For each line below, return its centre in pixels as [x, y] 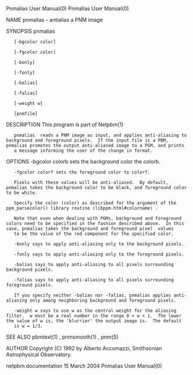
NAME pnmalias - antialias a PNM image [55, 20]
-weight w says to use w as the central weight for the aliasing [95, 311]
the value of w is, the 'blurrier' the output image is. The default [94, 321]
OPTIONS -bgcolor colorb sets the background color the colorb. [83, 161]
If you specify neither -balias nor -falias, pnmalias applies [92, 295]
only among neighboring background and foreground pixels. [103, 301]
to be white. [22, 193]
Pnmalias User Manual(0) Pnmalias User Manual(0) [68, 8]
